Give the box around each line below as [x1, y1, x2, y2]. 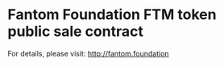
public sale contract [7, 22, 144, 41]
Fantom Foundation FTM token [7, 6, 217, 24]
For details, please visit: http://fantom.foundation [7, 49, 170, 58]
